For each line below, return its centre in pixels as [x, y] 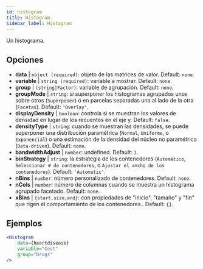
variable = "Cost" [38, 249]
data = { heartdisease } [43, 243]
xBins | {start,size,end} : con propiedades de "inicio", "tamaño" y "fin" [105, 198]
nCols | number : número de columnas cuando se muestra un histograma [105, 185]
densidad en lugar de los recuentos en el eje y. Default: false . [92, 120]
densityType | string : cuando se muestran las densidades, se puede [102, 126]
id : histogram [24, 12]
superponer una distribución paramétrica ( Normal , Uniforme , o [92, 133]
